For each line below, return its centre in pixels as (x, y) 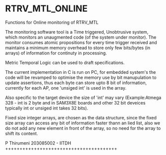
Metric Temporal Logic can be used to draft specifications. (65, 62)
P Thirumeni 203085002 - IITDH (38, 143)
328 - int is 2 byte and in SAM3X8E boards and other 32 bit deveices (75, 103)
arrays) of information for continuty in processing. (56, 53)
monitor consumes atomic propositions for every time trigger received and (81, 42)
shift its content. (22, 133)
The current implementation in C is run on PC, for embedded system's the (81, 72)
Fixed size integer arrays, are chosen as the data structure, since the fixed (81, 117)
